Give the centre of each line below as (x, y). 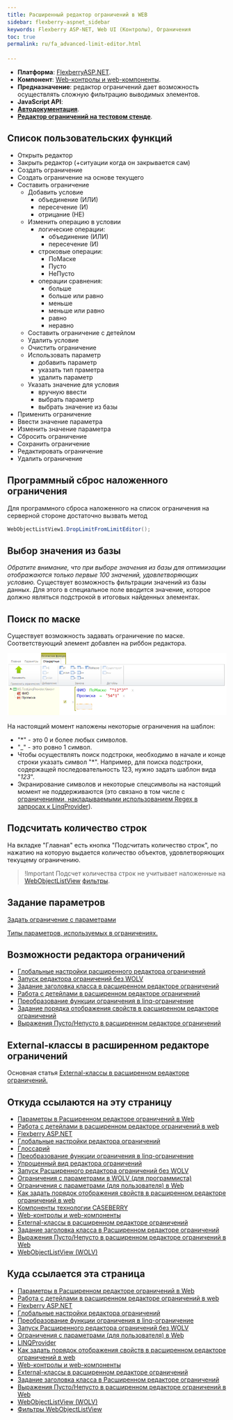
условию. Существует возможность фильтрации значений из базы (107, 582)
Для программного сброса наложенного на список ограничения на (109, 508)
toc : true (22, 37)
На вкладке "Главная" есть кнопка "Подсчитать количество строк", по (113, 845)
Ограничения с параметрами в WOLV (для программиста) (104, 1178)
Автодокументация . (48, 109)
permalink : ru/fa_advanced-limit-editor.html (74, 44)
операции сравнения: (70, 281)
